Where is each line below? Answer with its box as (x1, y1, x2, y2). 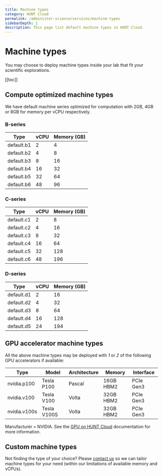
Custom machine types (5, 442, 77, 451)
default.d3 (7, 307, 32, 314)
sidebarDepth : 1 (5, 20, 38, 26)
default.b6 (7, 181, 32, 188)
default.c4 (7, 240, 31, 247)
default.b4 (7, 166, 32, 172)
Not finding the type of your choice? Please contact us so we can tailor (5, 456, 147, 461)
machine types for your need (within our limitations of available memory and (5, 461, 158, 467)
